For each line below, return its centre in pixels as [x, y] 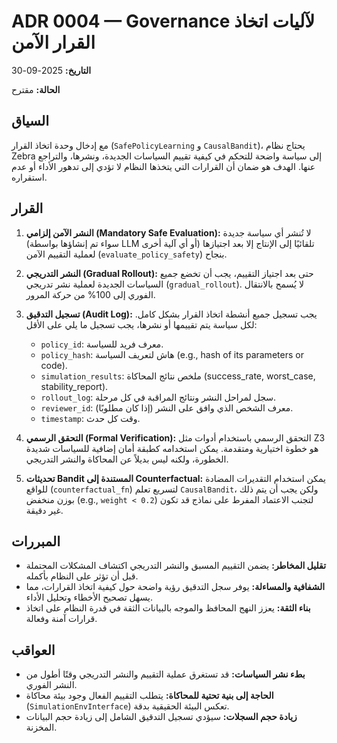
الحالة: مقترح [36, 89]
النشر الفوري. [51, 685]
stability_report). [74, 386]
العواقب [33, 650]
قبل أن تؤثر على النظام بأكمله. [82, 576]
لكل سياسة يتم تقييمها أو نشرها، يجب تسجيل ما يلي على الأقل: [141, 324]
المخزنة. [41, 727]
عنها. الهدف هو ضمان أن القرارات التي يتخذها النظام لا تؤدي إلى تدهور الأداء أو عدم [163, 166]
